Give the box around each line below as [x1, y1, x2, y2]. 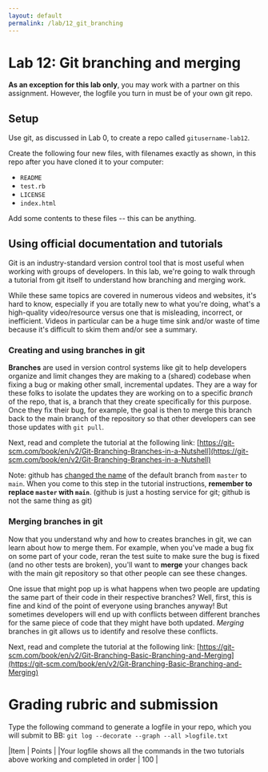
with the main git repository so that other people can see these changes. [8, 568, 248, 577]
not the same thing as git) [8, 496, 93, 505]
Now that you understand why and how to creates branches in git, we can [8, 534, 252, 544]
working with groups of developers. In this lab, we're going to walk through [8, 267, 256, 276]
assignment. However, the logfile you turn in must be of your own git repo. [8, 89, 254, 99]
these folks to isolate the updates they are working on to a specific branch [8, 388, 254, 398]
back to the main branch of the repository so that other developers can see [8, 414, 256, 424]
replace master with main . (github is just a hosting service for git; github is [8, 488, 250, 497]
